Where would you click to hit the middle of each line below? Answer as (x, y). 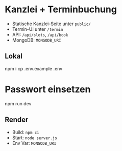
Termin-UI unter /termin (38, 29)
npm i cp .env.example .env (34, 68)
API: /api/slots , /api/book (40, 34)
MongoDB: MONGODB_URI (37, 40)
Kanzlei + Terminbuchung (61, 10)
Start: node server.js (34, 138)
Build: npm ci (26, 132)
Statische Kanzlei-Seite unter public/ (52, 24)
